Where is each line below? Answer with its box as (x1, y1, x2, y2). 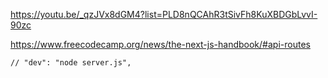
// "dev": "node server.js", (10, 58, 132, 68)
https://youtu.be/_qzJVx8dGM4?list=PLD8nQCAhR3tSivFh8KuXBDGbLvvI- (10, 9, 318, 20)
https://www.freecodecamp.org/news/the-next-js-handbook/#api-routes (10, 39, 311, 50)
